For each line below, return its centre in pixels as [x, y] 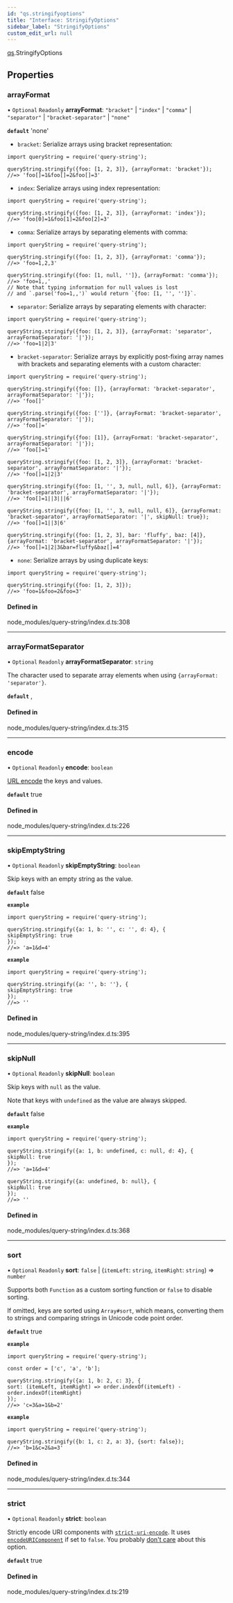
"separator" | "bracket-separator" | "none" [69, 117]
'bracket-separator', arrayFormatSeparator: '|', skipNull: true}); [108, 517]
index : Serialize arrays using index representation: [89, 188]
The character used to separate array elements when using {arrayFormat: [113, 675]
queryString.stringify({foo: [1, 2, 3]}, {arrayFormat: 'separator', [110, 331]
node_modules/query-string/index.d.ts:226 [69, 826]
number [17, 1277]
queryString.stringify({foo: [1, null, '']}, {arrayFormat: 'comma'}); [113, 275]
